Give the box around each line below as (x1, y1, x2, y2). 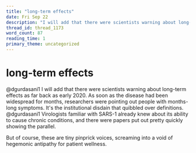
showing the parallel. (6, 123, 57, 130)
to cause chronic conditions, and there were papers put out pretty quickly (6, 116, 183, 123)
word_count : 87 (6, 30, 43, 36)
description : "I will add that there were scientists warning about (6, 19, 176, 25)
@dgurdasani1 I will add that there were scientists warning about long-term (6, 85, 187, 92)
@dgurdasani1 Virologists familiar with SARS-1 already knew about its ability (6, 110, 188, 117)
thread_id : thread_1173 (6, 25, 64, 31)
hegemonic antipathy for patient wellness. (6, 140, 107, 147)
